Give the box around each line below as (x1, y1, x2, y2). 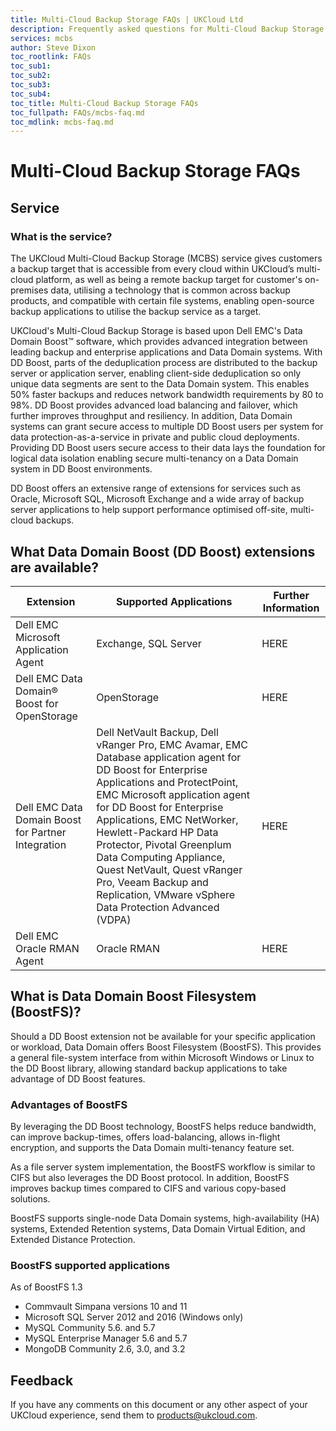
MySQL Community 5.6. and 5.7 (24, 1322, 156, 1334)
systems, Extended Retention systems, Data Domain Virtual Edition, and (10, 1223, 306, 1235)
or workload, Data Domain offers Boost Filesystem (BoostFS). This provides (10, 1041, 322, 1053)
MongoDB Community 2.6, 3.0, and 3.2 (24, 1343, 186, 1355)
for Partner (15, 825, 67, 839)
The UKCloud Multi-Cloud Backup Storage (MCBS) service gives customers (10, 252, 323, 265)
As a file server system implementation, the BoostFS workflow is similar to (10, 1161, 316, 1173)
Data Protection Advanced (96, 900, 220, 914)
